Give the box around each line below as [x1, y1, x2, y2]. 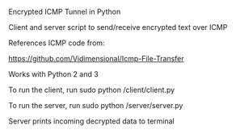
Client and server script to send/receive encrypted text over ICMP [8, 23, 228, 31]
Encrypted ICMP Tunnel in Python [8, 7, 121, 16]
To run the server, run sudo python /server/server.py [8, 101, 183, 110]
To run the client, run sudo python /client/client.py [8, 85, 175, 94]
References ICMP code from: [8, 38, 105, 48]
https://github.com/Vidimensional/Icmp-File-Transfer [8, 54, 184, 63]
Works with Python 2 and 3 [8, 69, 99, 79]
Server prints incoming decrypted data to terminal [8, 116, 175, 126]
